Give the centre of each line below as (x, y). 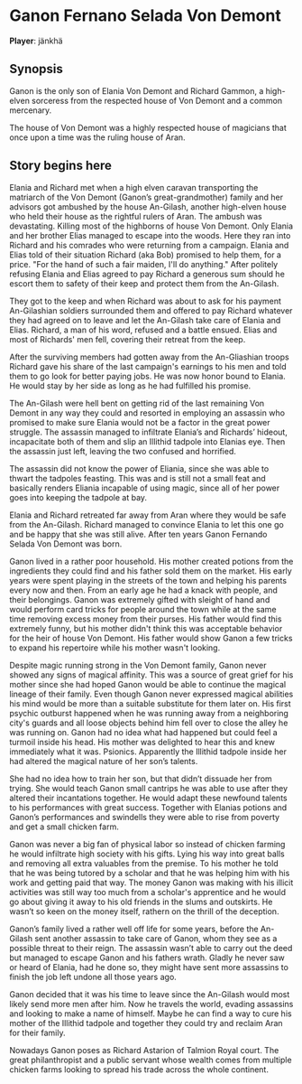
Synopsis (36, 69)
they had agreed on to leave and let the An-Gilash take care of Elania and (145, 320)
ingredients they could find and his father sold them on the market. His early (151, 571)
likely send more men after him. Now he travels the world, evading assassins (151, 1004)
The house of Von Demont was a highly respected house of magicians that (148, 127)
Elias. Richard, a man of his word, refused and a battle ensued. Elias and (143, 330)
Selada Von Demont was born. (66, 544)
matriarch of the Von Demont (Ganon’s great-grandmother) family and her (146, 197)
